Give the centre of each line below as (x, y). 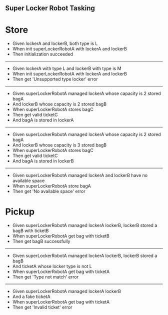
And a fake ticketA (31, 296)
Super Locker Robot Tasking (50, 8)
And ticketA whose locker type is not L (52, 266)
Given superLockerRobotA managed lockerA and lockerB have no (80, 175)
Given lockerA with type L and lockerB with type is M (67, 68)
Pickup (20, 211)
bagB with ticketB (30, 231)
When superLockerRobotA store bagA (51, 186)
